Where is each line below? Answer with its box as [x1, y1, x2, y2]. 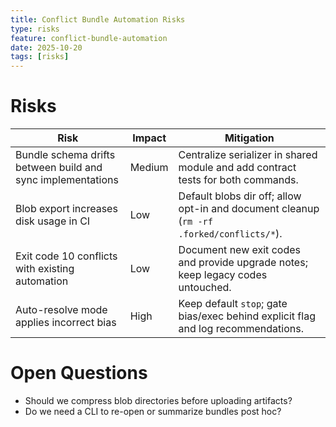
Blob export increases [15, 202, 118, 216]
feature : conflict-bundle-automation [10, 33, 168, 43]
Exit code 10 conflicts [15, 249, 118, 263]
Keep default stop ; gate [178, 297, 288, 311]
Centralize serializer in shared [178, 148, 318, 162]
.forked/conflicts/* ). [178, 227, 283, 241]
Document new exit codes [178, 243, 301, 257]
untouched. [178, 281, 232, 295]
